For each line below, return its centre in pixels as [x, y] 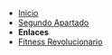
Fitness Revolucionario [60, 41]
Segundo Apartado [53, 23]
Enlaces [33, 32]
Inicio [28, 13]
